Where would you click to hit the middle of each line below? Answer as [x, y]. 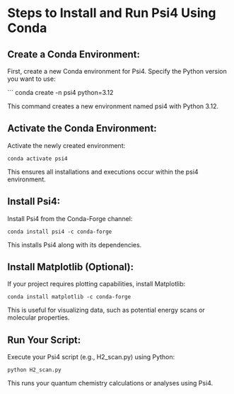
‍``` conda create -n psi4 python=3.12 [60, 92]
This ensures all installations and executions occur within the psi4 [103, 171]
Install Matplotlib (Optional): [71, 267]
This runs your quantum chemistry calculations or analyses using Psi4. [110, 383]
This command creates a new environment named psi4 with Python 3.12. [113, 106]
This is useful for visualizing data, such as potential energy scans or [106, 310]
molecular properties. [39, 317]
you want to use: [31, 79]
